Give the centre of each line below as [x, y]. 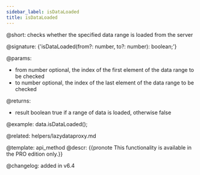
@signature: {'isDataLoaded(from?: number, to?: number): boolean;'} [92, 46]
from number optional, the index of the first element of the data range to [105, 69]
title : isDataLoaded [32, 17]
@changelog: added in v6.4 [41, 165]
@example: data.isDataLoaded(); [47, 124]
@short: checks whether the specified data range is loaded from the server [100, 34]
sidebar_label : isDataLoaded [43, 12]
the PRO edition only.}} [35, 154]
